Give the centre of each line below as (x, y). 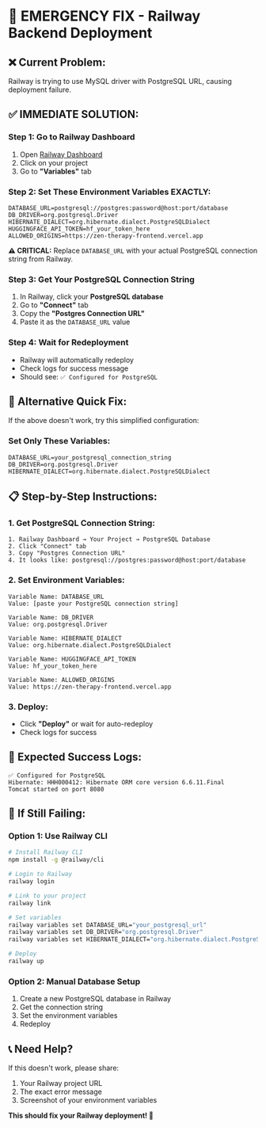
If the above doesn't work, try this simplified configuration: (104, 421)
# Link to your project (47, 896)
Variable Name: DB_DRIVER (51, 617)
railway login (32, 882)
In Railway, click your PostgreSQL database (91, 297)
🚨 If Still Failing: (47, 814)
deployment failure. (40, 90)
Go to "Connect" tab (54, 305)
